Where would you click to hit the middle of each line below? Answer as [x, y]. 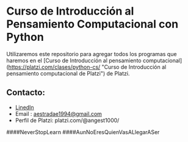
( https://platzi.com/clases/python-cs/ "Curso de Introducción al [86, 67]
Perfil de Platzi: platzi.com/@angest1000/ [67, 120]
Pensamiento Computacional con [92, 24]
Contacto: [26, 93]
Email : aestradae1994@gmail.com [59, 113]
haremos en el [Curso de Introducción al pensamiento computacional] [94, 60]
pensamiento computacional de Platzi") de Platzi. [68, 73]
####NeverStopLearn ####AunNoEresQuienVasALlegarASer [83, 132]
